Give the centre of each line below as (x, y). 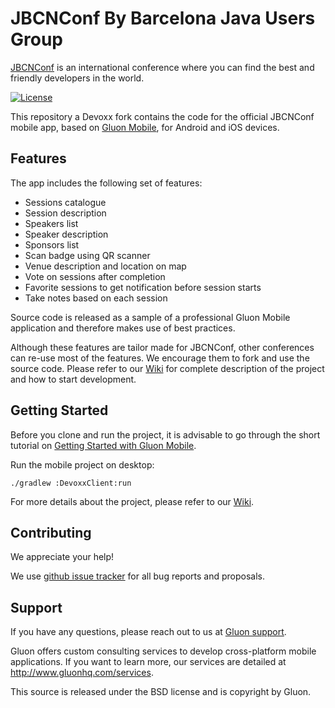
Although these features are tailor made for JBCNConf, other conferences (162, 347)
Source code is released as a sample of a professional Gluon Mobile (150, 317)
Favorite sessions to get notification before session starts (143, 287)
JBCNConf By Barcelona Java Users (163, 18)
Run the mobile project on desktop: (82, 464)
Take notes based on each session (96, 298)
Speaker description (66, 234)
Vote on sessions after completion (95, 276)
